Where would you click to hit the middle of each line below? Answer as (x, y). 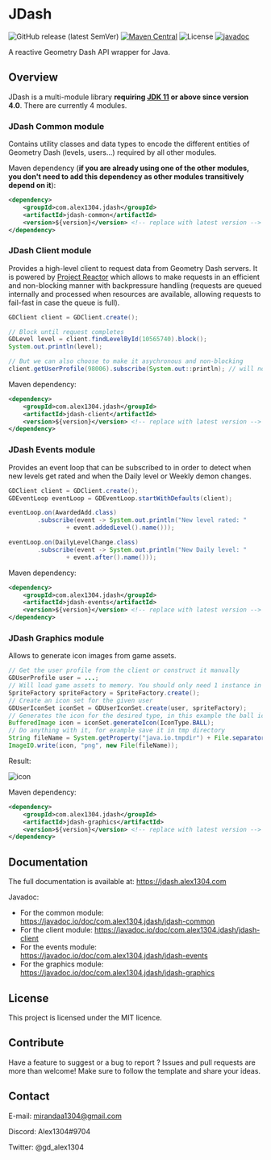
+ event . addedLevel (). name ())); (120, 528)
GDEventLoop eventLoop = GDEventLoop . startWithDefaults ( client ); (120, 498)
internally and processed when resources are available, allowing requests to (135, 294)
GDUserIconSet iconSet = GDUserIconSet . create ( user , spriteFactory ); (128, 708)
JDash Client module (50, 251)
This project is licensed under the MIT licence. (85, 1017)
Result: (20, 761)
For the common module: (62, 913)
